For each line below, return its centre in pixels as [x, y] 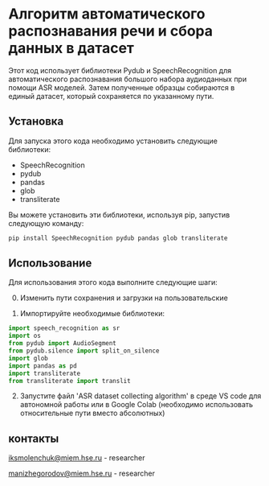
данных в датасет [71, 48]
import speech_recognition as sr [64, 328]
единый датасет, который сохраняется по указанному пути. [111, 96]
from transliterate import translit [69, 381]
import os [25, 336]
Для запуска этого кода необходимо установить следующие [113, 141]
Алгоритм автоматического [107, 14]
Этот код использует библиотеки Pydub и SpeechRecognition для [120, 70]
